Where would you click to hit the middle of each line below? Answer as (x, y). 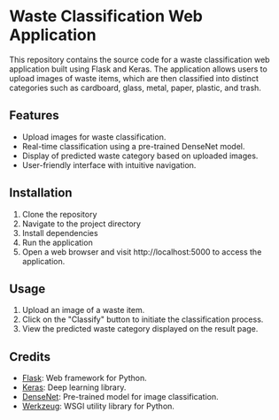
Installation (41, 193)
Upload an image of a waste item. (83, 310)
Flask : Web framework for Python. (85, 378)
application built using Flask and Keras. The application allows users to (138, 69)
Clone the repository (59, 214)
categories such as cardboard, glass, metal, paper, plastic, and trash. (135, 88)
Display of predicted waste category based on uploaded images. (140, 156)
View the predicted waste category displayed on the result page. (140, 329)
